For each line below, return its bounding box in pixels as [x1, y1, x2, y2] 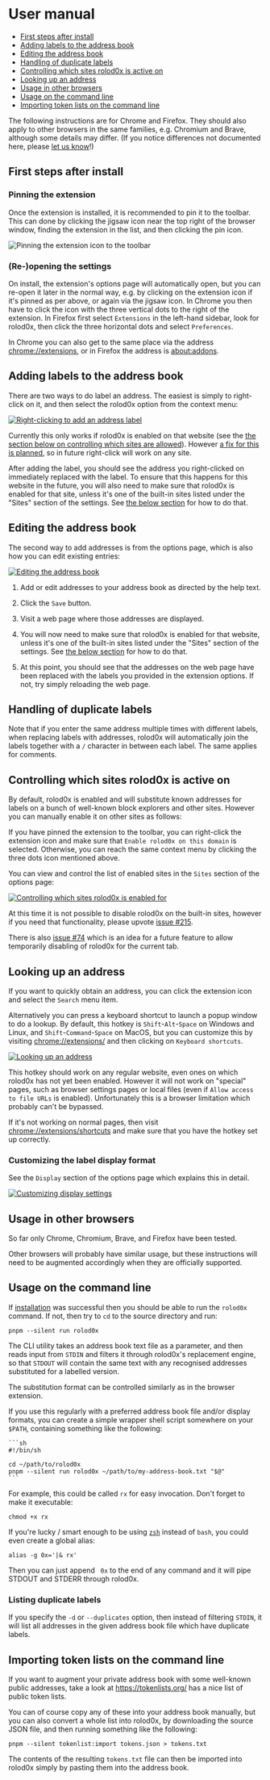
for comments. [8, 750, 57, 760]
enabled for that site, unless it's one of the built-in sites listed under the [8, 489, 246, 499]
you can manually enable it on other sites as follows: [8, 812, 182, 822]
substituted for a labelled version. [8, 1366, 119, 1376]
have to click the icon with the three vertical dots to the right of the [8, 304, 230, 314]
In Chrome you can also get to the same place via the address [8, 337, 214, 347]
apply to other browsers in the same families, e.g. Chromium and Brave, [8, 124, 247, 134]
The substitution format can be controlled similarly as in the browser [8, 1382, 235, 1392]
